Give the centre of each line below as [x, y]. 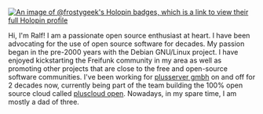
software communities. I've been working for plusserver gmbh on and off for [132, 77]
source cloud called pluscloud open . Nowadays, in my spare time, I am [122, 93]
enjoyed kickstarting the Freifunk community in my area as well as [115, 60]
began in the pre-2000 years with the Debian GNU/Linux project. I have [123, 52]
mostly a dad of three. [44, 102]
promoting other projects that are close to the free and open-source [118, 69]
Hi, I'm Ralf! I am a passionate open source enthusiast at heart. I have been [129, 36]
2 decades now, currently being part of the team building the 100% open [126, 85]
